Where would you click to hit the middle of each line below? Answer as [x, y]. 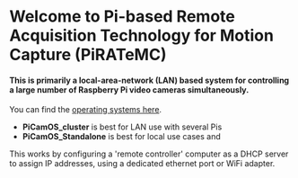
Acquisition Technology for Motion [141, 36]
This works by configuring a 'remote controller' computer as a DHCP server [149, 154]
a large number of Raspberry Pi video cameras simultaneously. [129, 89]
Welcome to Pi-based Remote [122, 17]
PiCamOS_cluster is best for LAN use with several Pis [122, 127]
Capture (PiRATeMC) [88, 55]
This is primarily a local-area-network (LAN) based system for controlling [149, 80]
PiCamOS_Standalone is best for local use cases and [122, 137]
